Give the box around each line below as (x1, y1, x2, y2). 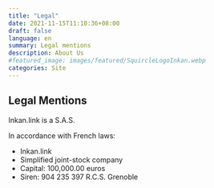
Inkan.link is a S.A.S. (8, 115, 75, 125)
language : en (8, 34, 52, 43)
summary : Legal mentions (8, 42, 91, 50)
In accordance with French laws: (8, 130, 116, 141)
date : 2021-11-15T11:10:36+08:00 (8, 19, 120, 27)
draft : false (8, 27, 52, 35)
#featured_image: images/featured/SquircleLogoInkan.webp (8, 57, 206, 65)
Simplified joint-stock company (19, 154, 123, 165)
